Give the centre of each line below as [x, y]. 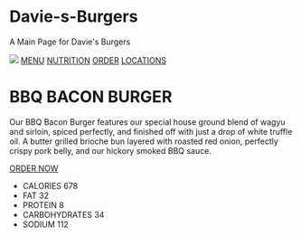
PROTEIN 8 [43, 204]
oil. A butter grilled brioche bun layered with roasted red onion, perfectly [144, 141]
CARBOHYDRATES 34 [63, 214]
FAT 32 [36, 195]
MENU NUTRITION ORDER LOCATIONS [94, 60]
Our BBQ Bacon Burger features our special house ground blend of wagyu [148, 122]
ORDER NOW [34, 168]
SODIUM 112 [46, 224]
